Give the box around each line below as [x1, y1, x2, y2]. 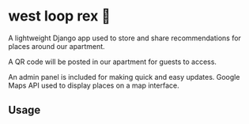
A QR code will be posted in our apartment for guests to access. [8, 57, 217, 66]
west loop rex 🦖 [8, 7, 111, 25]
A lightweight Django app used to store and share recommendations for [8, 33, 241, 43]
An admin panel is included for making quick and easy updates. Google [8, 72, 240, 81]
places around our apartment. [8, 41, 105, 51]
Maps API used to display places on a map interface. [8, 81, 179, 90]
